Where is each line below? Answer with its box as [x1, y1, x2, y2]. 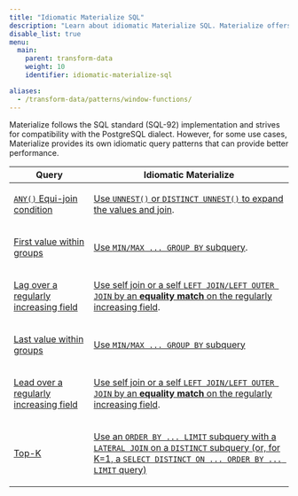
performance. [9, 147, 59, 158]
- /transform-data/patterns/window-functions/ [17, 95, 192, 104]
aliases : [9, 86, 42, 96]
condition [13, 203, 53, 215]
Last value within [13, 333, 84, 345]
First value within [13, 236, 85, 248]
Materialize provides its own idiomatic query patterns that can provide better [9, 138, 289, 149]
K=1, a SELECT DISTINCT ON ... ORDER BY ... [93, 453, 282, 465]
